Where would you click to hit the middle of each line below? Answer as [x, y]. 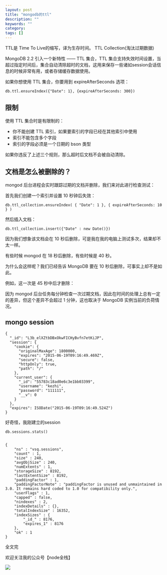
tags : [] [14, 33]
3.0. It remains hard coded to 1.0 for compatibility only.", [71, 489]
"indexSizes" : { [32, 515]
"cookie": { [26, 347]
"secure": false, [36, 360]
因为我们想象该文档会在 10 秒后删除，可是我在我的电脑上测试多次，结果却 [81, 239]
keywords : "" [19, 24]
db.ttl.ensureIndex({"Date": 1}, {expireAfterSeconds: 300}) [70, 91]
